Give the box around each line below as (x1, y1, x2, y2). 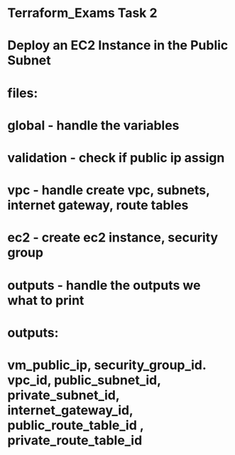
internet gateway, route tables (7, 197, 189, 213)
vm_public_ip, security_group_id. (7, 356, 207, 373)
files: (7, 85, 38, 101)
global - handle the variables (7, 117, 180, 133)
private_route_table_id (7, 432, 143, 448)
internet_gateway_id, (7, 402, 133, 418)
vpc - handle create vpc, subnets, (7, 182, 210, 198)
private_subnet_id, (7, 387, 120, 403)
